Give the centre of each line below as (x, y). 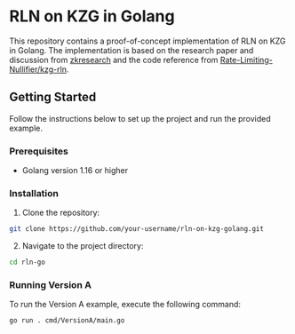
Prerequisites (39, 151)
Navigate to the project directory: (83, 246)
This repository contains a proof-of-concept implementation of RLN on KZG (147, 41)
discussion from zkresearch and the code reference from (114, 60)
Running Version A (50, 285)
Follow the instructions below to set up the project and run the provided (140, 118)
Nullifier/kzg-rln (38, 69)
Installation (34, 193)
